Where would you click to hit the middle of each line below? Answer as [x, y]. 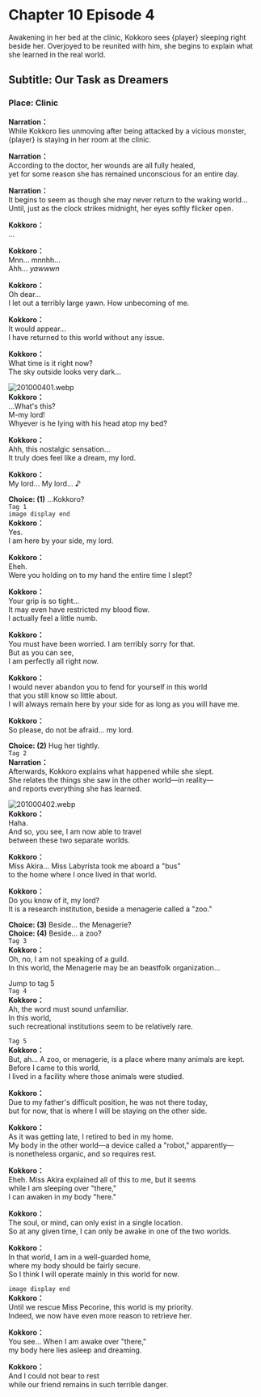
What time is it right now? [51, 363]
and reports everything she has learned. [75, 788]
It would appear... [37, 329]
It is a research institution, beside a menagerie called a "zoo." [110, 909]
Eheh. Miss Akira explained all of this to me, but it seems [102, 1179]
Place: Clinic [34, 103]
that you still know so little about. [63, 695]
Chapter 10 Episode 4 [82, 15]
